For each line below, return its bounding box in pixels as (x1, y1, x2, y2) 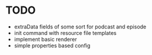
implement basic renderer (14, 35, 77, 43)
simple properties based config (14, 42, 91, 49)
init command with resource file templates (14, 29, 117, 36)
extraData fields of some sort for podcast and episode (14, 23, 147, 30)
